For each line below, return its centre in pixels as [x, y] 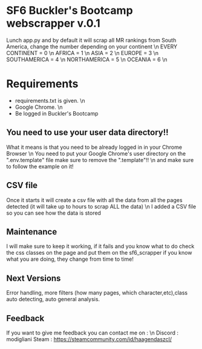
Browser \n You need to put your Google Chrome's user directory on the [96, 153]
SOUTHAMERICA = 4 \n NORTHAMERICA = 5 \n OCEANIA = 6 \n [87, 59]
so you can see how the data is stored [54, 213]
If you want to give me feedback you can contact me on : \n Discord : [93, 333]
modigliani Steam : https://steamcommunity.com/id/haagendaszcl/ [89, 339]
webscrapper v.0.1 [54, 23]
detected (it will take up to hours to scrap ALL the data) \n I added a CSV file [101, 206]
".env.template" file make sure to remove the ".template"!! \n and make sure [100, 160]
